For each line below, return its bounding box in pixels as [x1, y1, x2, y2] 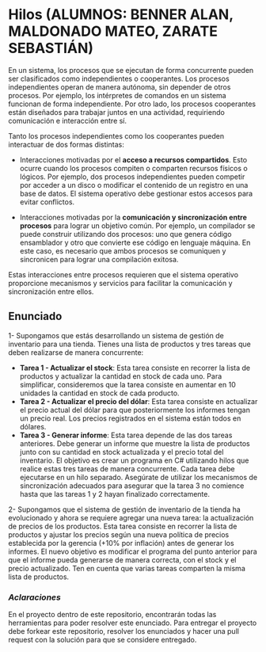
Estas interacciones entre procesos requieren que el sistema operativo [8, 269, 239, 279]
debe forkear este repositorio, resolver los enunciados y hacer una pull [8, 627, 240, 636]
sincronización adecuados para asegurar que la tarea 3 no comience [19, 481, 245, 490]
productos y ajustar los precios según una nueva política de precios [8, 529, 230, 540]
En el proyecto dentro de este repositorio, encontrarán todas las [8, 610, 217, 620]
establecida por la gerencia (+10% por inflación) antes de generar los [8, 538, 235, 547]
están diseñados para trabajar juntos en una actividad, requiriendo [8, 107, 226, 116]
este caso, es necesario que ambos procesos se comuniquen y [19, 246, 226, 255]
